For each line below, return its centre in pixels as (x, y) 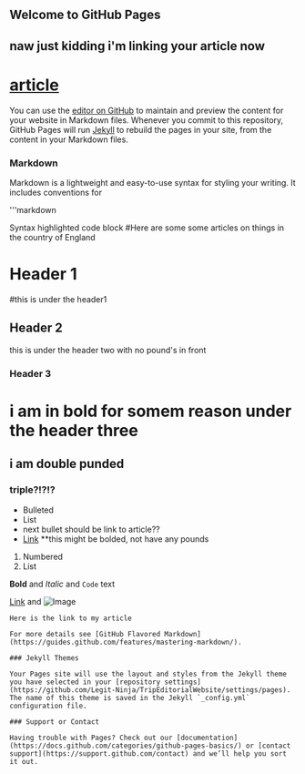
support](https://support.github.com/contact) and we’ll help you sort (148, 754)
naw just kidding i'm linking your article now (137, 46)
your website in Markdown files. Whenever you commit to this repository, (147, 120)
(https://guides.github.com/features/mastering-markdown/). (126, 642)
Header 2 (36, 328)
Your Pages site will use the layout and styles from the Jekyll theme (148, 674)
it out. (24, 761)
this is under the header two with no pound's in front (108, 350)
